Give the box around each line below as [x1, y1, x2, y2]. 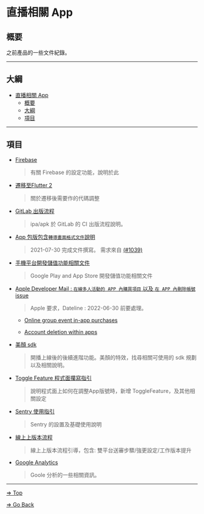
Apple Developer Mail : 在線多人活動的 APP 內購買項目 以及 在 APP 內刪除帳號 [15, 285, 196, 292]
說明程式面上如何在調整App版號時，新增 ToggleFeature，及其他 [30, 387, 190, 394]
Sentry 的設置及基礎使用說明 [30, 420, 102, 428]
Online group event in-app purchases [24, 316, 118, 324]
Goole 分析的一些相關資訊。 [30, 471, 100, 478]
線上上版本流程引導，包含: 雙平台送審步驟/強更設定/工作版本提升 [30, 446, 192, 454]
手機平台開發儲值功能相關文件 [15, 259, 90, 266]
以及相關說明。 [30, 361, 68, 369]
